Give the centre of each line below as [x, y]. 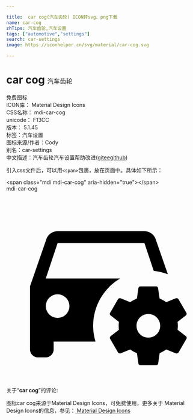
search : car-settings [33, 40]
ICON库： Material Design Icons [46, 105]
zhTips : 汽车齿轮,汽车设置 [36, 28]
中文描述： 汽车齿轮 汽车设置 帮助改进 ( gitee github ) [67, 157]
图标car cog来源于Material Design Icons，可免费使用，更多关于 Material [96, 403]
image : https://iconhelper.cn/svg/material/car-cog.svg [78, 45]
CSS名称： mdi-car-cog [36, 112]
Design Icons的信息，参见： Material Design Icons [69, 410]
